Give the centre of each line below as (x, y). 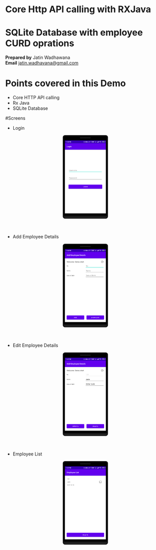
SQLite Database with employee (74, 33)
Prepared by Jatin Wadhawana (38, 57)
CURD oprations (40, 43)
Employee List (27, 454)
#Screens (15, 118)
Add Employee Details (36, 237)
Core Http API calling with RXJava (78, 9)
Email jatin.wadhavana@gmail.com (42, 63)
